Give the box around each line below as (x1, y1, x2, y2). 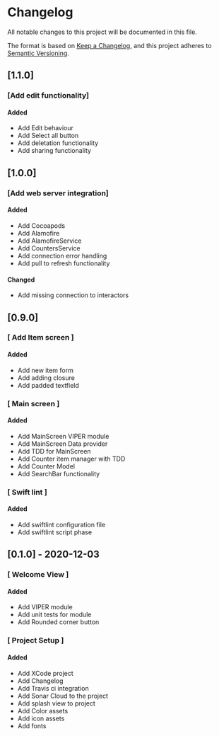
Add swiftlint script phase (17, 528, 93, 536)
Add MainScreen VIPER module (17, 432, 109, 440)
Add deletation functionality (17, 139, 99, 147)
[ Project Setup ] (7, 636, 64, 645)
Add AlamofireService (17, 236, 82, 245)
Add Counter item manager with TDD (17, 454, 126, 463)
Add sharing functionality (17, 146, 92, 155)
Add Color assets (17, 706, 69, 715)
